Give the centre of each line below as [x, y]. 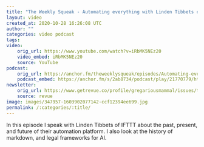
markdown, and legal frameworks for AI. [56, 137]
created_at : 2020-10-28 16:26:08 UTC [54, 23]
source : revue [35, 96]
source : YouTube [38, 62]
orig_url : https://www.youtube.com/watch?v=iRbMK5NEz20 [90, 51]
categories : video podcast [40, 34]
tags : [13, 40]
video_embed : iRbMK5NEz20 [50, 57]
